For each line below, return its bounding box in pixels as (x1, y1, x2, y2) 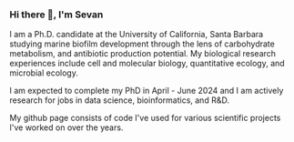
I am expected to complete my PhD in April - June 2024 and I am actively (9, 86, 284, 96)
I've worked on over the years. (9, 122, 124, 133)
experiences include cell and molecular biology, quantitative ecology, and (9, 58, 285, 69)
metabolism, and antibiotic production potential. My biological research (9, 48, 276, 59)
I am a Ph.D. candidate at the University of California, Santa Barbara (9, 29, 264, 40)
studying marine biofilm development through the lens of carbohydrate (9, 38, 275, 49)
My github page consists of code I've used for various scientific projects (9, 113, 281, 124)
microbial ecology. (9, 67, 79, 78)
